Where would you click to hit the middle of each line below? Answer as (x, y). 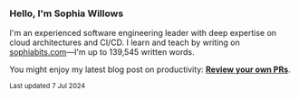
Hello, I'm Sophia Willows (67, 13)
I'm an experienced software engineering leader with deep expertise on (143, 33)
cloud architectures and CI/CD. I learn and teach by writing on (125, 42)
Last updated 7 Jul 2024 (48, 86)
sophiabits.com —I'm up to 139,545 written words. (102, 52)
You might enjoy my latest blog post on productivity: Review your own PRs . (150, 69)
